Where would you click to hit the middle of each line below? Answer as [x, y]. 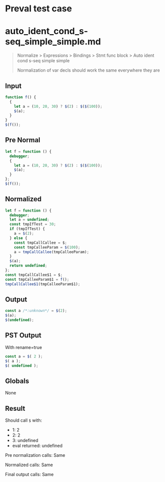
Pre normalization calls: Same [35, 455]
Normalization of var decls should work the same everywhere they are [88, 70]
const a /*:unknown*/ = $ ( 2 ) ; [36, 311]
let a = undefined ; [30, 220]
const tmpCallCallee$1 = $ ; [34, 275]
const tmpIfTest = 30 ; [33, 224]
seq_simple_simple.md [53, 42]
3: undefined [25, 440]
